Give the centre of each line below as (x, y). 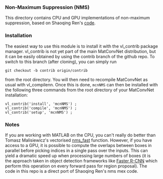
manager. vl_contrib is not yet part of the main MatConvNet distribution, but (81, 51)
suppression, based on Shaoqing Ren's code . (50, 23)
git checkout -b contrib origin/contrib (47, 70)
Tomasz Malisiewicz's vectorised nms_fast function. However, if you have (79, 140)
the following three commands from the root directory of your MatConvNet (80, 90)
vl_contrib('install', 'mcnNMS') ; (41, 104)
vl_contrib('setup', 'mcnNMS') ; (39, 112)
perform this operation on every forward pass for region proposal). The (76, 166)
